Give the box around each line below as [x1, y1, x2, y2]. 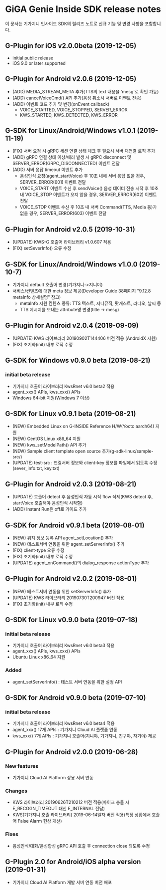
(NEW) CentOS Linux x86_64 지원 [12, 436, 81, 442]
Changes [5, 787, 28, 794]
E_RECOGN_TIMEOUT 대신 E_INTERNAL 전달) [12, 806, 105, 812]
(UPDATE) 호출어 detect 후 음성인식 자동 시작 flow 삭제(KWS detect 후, [12, 494, 153, 500]
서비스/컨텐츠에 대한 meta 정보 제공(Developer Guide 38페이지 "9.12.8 [12, 288, 151, 294]
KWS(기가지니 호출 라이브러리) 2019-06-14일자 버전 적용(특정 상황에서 [12, 812, 151, 818]
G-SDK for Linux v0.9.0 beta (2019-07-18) [5, 616, 138, 624]
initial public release [12, 55, 54, 61]
